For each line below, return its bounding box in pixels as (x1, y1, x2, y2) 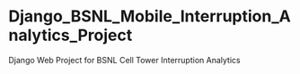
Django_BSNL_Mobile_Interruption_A (8, 6, 291, 27)
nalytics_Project (8, 25, 133, 45)
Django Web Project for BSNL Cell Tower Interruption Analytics (8, 54, 241, 65)
